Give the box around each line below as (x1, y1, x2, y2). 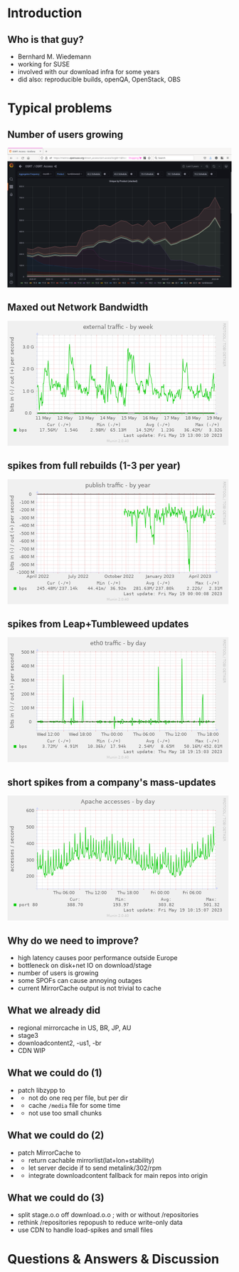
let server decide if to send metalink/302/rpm (28, 1164, 162, 1172)
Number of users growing (7, 128, 124, 141)
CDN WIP (17, 1046, 46, 1054)
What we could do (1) (7, 1067, 102, 1079)
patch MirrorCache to (17, 1148, 81, 1157)
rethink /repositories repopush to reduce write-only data (17, 1218, 183, 1227)
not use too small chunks (28, 1109, 102, 1117)
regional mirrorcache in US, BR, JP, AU (17, 1023, 132, 1032)
